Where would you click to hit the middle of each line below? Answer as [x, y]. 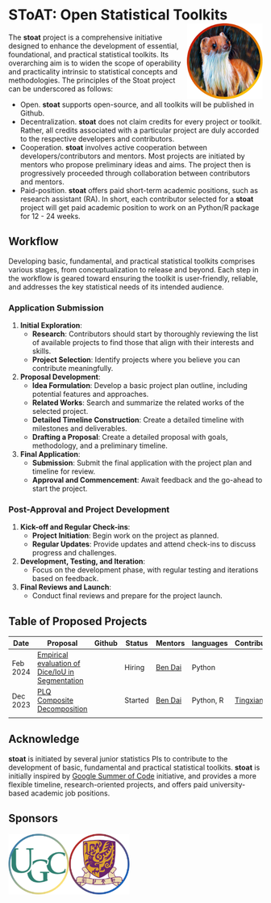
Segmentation [60, 680]
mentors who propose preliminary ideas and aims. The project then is [135, 164]
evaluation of [59, 663]
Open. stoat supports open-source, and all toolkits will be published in [137, 104]
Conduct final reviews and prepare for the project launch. [127, 596]
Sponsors [33, 819]
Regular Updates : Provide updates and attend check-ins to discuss [144, 544]
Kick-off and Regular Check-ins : [75, 527]
